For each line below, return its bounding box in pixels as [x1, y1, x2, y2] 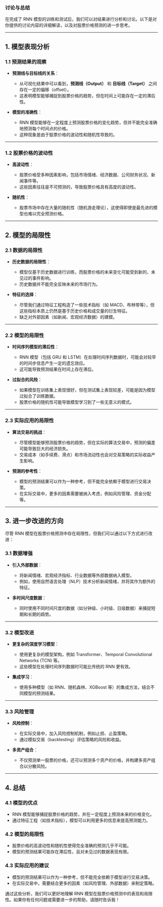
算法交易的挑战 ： [12, 429, 47, 435]
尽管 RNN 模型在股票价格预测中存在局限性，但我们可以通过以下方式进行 [5, 531, 148, 536]
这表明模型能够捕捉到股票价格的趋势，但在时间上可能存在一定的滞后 [19, 92, 156, 98]
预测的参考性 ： [12, 468, 42, 474]
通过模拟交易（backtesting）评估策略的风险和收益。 [19, 737, 124, 743]
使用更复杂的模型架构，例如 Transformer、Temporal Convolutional [19, 651, 152, 657]
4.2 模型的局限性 [5, 831, 45, 837]
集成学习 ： [12, 674, 34, 679]
